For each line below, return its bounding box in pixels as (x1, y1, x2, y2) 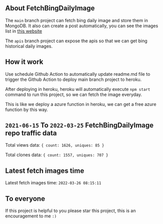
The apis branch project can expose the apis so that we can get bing (5, 38, 148, 44)
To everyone (5, 194, 45, 203)
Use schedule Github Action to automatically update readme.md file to (5, 71, 150, 77)
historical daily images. (5, 43, 53, 49)
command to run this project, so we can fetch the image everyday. (5, 91, 142, 97)
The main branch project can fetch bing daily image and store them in (5, 17, 148, 23)
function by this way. (5, 106, 49, 113)
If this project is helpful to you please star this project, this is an (5, 208, 136, 214)
